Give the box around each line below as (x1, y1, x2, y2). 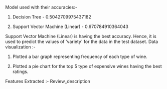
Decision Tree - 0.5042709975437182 (12, 14, 92, 19)
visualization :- (5, 44, 36, 49)
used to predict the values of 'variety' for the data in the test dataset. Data (5, 38, 158, 44)
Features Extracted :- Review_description (5, 78, 90, 84)
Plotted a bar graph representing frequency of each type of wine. (12, 53, 148, 59)
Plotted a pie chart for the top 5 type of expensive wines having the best (12, 63, 162, 69)
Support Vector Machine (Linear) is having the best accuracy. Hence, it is (5, 33, 156, 39)
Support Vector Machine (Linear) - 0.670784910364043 (12, 23, 129, 29)
